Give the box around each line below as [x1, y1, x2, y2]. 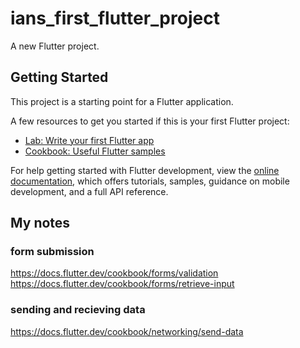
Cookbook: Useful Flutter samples [24, 145, 166, 157]
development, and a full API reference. [10, 185, 169, 197]
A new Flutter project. [10, 40, 100, 52]
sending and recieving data [10, 303, 146, 317]
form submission [10, 245, 95, 259]
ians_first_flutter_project [10, 7, 220, 30]
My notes [10, 215, 71, 232]
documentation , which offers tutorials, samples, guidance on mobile [10, 175, 290, 187]
